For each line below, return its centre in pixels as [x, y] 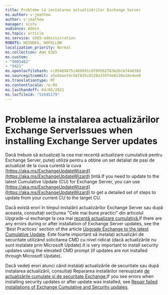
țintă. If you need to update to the [125, 176]
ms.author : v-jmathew [28, 15]
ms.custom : [17, 57]
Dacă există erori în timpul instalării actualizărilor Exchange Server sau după [84, 208]
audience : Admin [22, 29]
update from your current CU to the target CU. [53, 198]
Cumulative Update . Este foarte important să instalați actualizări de [75, 234]
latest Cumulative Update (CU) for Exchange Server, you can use [73, 182]
